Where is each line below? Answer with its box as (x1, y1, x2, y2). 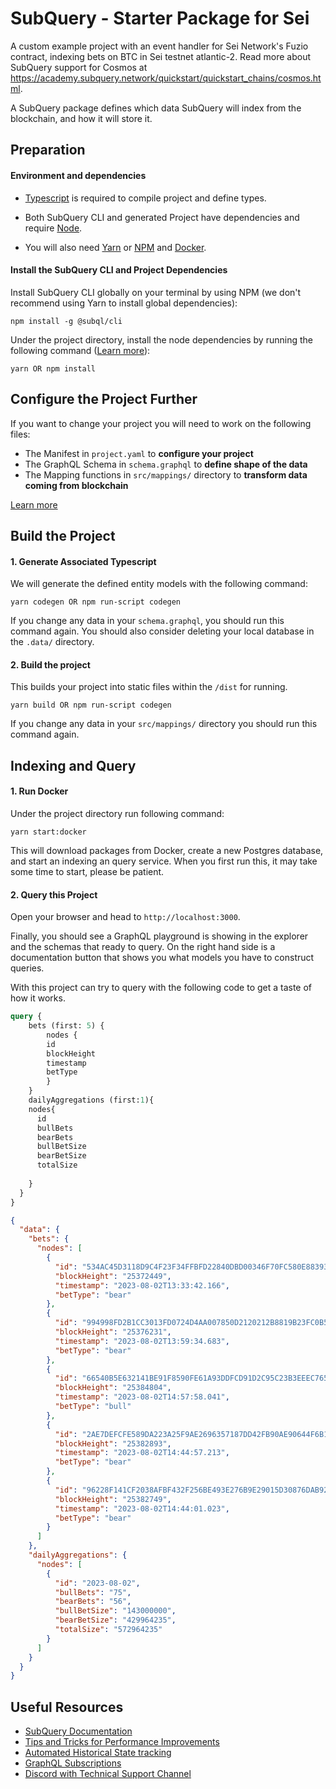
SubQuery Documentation (24, 1725, 133, 1737)
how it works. (10, 992, 66, 1004)
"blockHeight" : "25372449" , (54, 1271, 172, 1281)
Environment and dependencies (10, 169, 147, 181)
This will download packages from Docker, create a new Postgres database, (10, 844, 324, 856)
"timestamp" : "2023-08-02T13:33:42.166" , (54, 1280, 230, 1291)
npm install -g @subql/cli (10, 316, 123, 326)
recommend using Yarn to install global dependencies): (10, 297, 238, 309)
